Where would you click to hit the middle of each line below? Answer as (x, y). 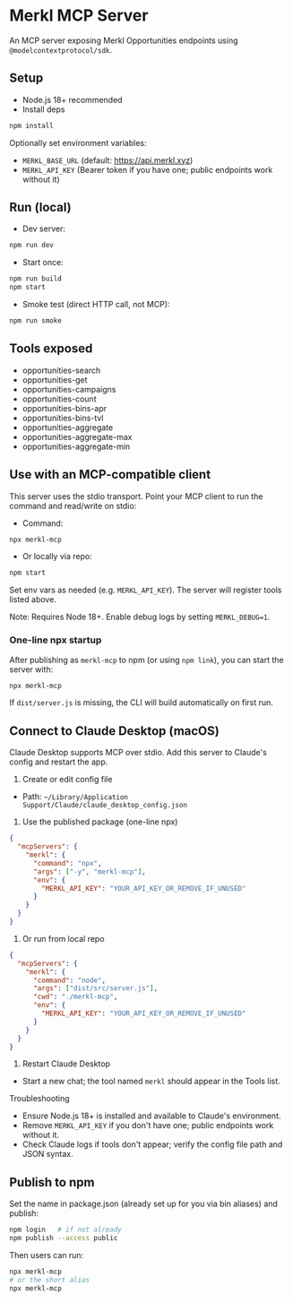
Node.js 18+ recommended (72, 99)
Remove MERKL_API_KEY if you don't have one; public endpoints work (148, 1125)
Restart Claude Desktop (66, 1064)
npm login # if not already (66, 1230)
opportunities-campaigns (69, 389)
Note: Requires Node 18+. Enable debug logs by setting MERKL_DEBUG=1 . (140, 617)
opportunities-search (61, 370)
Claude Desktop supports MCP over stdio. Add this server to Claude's (138, 753)
